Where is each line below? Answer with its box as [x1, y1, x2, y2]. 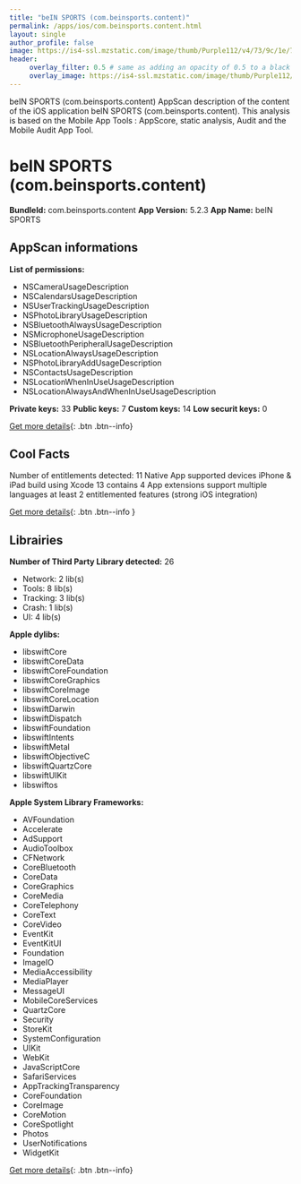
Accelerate [21, 824, 63, 835]
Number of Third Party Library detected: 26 [9, 556, 175, 567]
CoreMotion [21, 1110, 67, 1120]
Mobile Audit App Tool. [9, 124, 94, 135]
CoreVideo [21, 919, 63, 930]
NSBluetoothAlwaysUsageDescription [21, 319, 162, 330]
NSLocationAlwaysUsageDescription [21, 347, 159, 358]
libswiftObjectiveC [21, 751, 90, 762]
